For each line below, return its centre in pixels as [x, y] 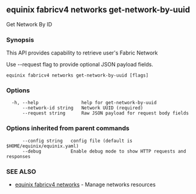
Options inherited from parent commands [68, 128]
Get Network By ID [29, 24]
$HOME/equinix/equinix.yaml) [43, 146]
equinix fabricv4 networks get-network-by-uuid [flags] [77, 75]
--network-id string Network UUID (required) [83, 108]
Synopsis [20, 40]
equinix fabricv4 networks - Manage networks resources [85, 184]
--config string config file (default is [77, 141]
